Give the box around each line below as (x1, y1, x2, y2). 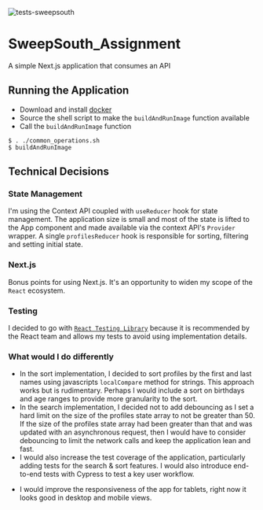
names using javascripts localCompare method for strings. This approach (19, 378, 254, 387)
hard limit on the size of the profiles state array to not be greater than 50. (19, 411, 255, 420)
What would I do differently (8, 351, 114, 362)
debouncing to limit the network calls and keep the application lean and (19, 436, 251, 445)
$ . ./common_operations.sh (8, 136, 100, 145)
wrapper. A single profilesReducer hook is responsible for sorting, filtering (8, 231, 249, 241)
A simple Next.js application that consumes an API (8, 61, 171, 70)
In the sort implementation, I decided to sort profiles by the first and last (19, 369, 252, 379)
